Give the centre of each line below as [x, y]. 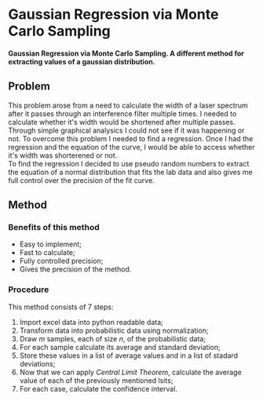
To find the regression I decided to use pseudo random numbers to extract [129, 163]
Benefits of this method [54, 227]
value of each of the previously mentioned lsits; [96, 380]
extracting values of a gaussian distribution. [82, 61]
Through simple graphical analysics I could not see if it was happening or [126, 130]
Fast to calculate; [47, 253]
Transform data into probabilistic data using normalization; [114, 330]
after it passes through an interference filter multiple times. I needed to [122, 113]
